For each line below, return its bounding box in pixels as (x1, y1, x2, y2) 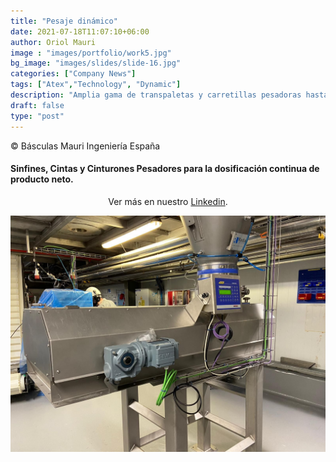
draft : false (10, 100, 65, 110)
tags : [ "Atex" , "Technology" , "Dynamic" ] (10, 80, 182, 90)
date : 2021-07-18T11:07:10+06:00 (10, 26, 150, 37)
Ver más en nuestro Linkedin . (108, 195, 228, 207)
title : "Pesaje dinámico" (10, 16, 118, 26)
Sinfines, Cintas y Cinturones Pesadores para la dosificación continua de (10, 163, 320, 175)
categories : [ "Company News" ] (10, 69, 137, 79)
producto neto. (10, 173, 74, 185)
